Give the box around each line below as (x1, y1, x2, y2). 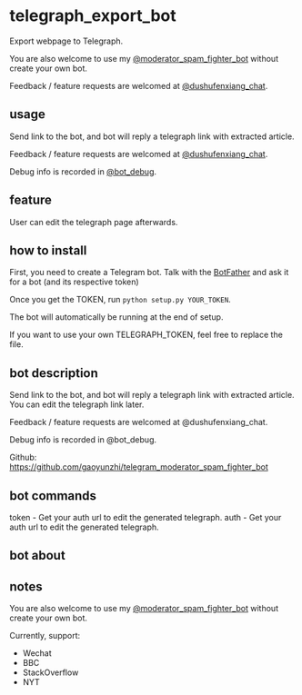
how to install (9, 243, 87, 258)
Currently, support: (9, 630, 81, 641)
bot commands (9, 488, 97, 503)
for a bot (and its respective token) (9, 276, 139, 287)
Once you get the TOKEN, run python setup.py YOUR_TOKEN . (9, 294, 232, 305)
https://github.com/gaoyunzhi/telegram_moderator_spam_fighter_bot (9, 462, 268, 472)
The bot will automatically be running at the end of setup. (9, 312, 224, 323)
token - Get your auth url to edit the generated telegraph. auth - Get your (9, 512, 282, 522)
